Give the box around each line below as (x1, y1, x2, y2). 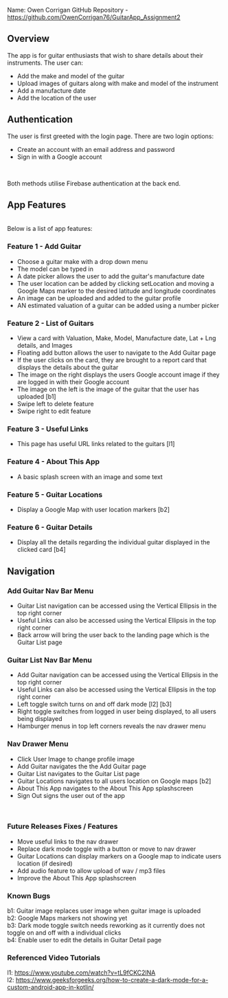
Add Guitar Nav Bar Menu (7, 586, 94, 595)
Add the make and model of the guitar (16, 71, 125, 80)
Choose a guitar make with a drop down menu (16, 257, 148, 265)
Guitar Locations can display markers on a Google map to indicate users (16, 852, 222, 860)
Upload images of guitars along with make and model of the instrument (16, 79, 218, 87)
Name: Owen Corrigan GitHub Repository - (7, 6, 128, 14)
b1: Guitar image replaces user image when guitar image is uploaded (7, 907, 201, 915)
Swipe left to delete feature (16, 400, 94, 408)
